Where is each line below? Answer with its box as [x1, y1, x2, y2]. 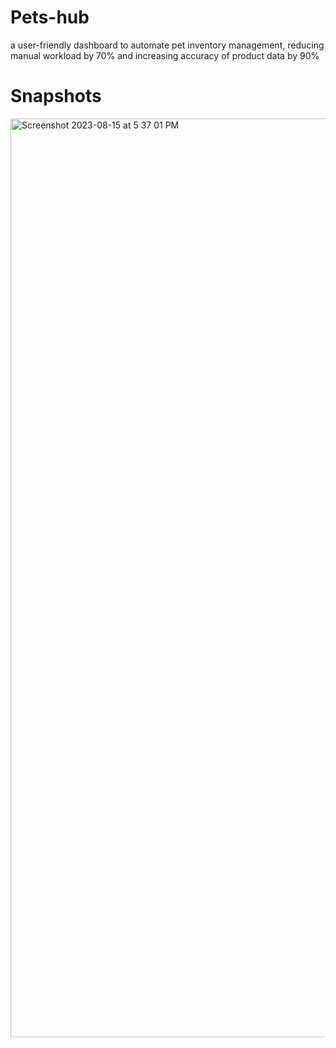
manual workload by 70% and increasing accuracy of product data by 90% [10, 49, 320, 61]
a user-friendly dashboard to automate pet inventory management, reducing [10, 39, 325, 51]
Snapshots [10, 85, 102, 108]
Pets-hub [10, 6, 90, 29]
